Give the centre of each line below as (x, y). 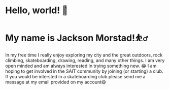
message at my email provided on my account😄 (56, 82)
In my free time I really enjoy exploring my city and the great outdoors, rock (84, 55)
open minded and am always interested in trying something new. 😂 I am (81, 66)
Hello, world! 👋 (37, 10)
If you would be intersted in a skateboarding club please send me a (75, 77)
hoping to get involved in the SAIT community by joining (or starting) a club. (84, 71)
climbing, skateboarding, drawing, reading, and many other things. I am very (85, 61)
